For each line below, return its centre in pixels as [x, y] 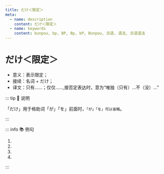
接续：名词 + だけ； [33, 81]
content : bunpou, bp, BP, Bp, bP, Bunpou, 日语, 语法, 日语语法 [80, 33]
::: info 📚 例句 [20, 129]
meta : [11, 15]
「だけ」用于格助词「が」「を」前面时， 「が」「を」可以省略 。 [65, 108]
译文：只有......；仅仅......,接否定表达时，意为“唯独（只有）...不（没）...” [86, 87]
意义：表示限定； [30, 75]
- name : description [31, 19]
